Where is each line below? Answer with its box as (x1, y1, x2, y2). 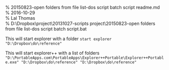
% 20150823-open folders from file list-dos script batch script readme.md (5, 5, 160, 10)
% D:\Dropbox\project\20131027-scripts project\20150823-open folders (5, 20, 155, 26)
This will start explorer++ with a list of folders (5, 50, 100, 56)
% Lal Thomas (5, 15, 35, 21)
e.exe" (5, 60, 19, 65)
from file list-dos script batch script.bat (5, 26, 87, 32)
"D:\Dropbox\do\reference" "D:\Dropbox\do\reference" (21, 60, 137, 65)
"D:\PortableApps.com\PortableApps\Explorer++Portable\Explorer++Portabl (5, 55, 164, 60)
